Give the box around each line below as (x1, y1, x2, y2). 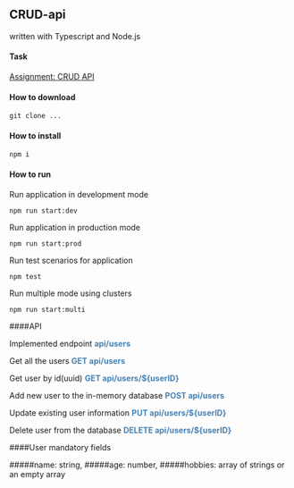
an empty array (9, 468, 65, 479)
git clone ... (9, 112, 63, 121)
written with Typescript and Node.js (9, 30, 141, 41)
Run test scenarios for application (9, 255, 134, 265)
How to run (9, 169, 52, 180)
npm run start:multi (9, 305, 87, 314)
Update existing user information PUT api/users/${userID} (9, 407, 227, 418)
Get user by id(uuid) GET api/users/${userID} (9, 373, 180, 383)
